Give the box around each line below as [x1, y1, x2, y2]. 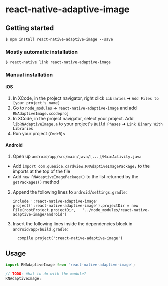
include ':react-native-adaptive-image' [12, 199, 98, 204]
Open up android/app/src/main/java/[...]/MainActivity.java [12, 153, 142, 159]
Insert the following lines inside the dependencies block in [12, 220, 133, 227]
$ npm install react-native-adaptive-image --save [5, 37, 113, 42]
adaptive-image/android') [12, 212, 67, 217]
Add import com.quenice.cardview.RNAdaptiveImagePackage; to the [12, 163, 150, 169]
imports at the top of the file [12, 168, 70, 174]
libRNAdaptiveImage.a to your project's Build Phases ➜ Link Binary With [12, 121, 163, 127]
